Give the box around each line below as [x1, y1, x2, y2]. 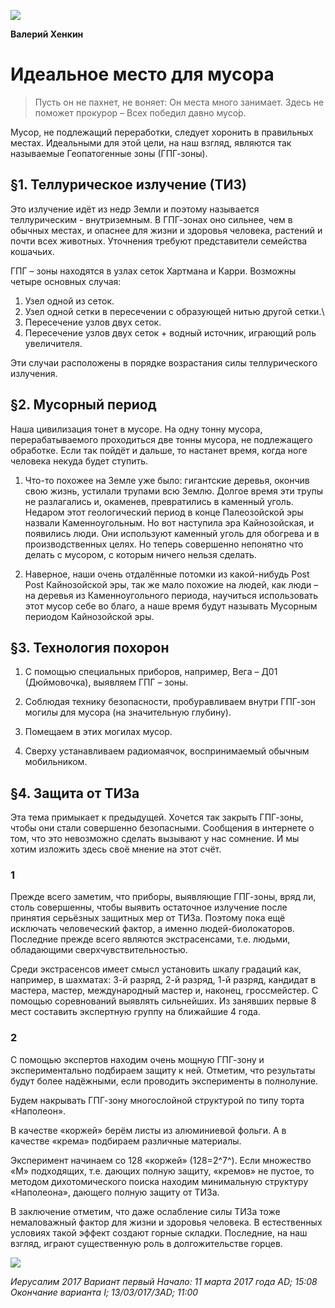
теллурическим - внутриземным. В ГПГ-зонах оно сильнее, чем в [10, 213, 293, 225]
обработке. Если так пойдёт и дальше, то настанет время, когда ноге [10, 444, 308, 456]
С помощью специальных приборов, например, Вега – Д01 [24, 666, 278, 678]
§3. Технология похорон [10, 639, 170, 656]
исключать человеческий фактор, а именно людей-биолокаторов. [10, 923, 295, 935]
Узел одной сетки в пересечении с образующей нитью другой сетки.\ [24, 305, 325, 317]
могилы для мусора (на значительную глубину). [24, 706, 232, 719]
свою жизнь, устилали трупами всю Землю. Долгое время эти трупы [24, 485, 324, 497]
